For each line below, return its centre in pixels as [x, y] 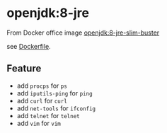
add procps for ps [42, 86]
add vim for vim [39, 123]
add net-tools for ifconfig [56, 108]
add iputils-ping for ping [54, 93]
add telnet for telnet [48, 115]
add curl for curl [42, 100]
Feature [24, 69]
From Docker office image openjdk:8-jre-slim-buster [83, 33]
